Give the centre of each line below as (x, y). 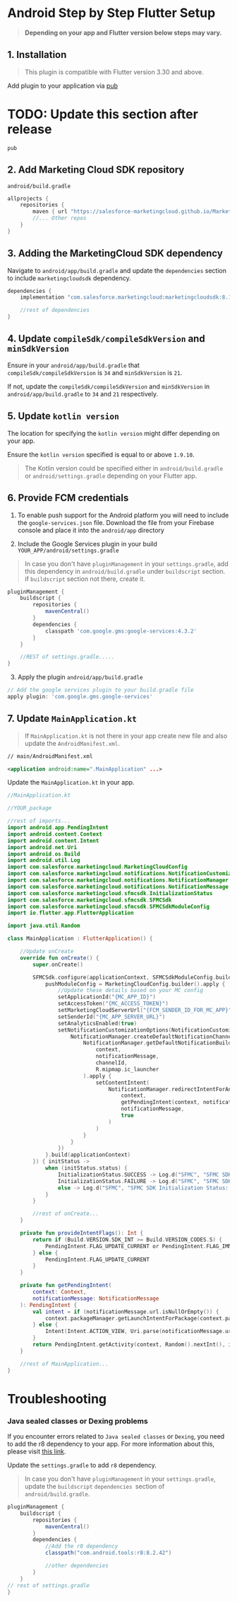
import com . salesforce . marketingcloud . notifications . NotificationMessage (118, 887)
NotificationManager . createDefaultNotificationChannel (152, 1037)
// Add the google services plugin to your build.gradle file (101, 690)
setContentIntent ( (123, 1083)
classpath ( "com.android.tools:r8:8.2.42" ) (108, 1553)
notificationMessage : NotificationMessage (96, 1298)
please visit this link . (37, 1451)
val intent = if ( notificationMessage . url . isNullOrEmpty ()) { (126, 1312)
